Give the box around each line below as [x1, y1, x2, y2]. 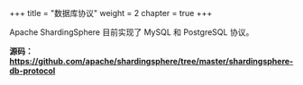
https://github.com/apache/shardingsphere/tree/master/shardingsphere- [9, 56, 294, 66]
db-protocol [9, 65, 56, 76]
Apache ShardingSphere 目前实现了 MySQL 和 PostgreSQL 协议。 [9, 27, 254, 38]
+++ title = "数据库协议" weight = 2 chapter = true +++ [9, 8, 213, 18]
